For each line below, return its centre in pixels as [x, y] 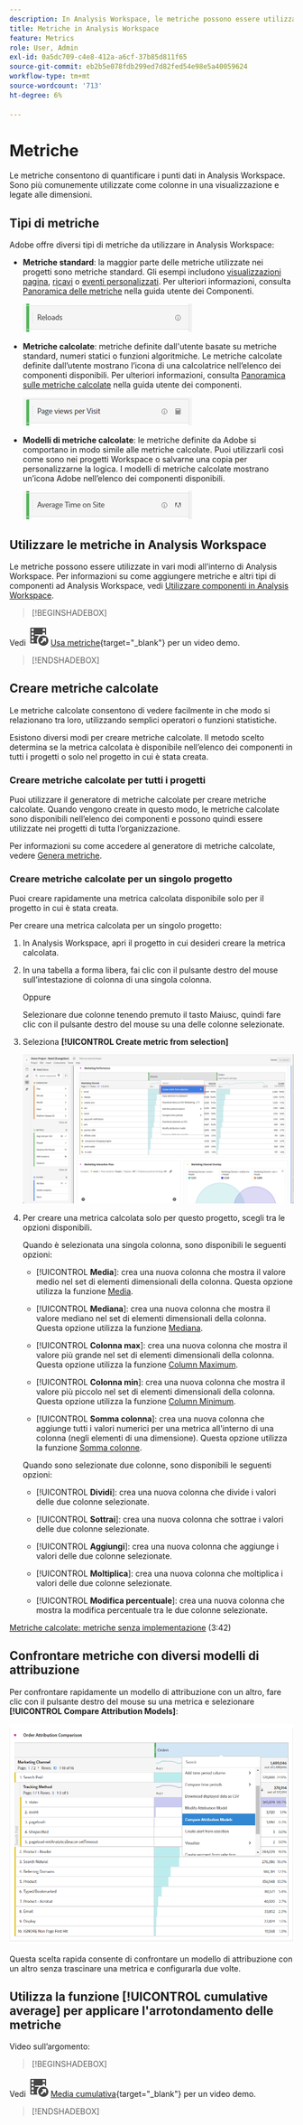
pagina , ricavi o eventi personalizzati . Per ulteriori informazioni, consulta [156, 282]
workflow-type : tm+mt [50, 77]
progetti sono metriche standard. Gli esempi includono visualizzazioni [151, 272]
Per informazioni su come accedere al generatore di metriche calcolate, [142, 846]
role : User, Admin [44, 48]
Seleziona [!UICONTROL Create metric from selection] [125, 1042]
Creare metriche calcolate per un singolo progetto [121, 879]
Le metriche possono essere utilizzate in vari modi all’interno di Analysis [143, 567]
